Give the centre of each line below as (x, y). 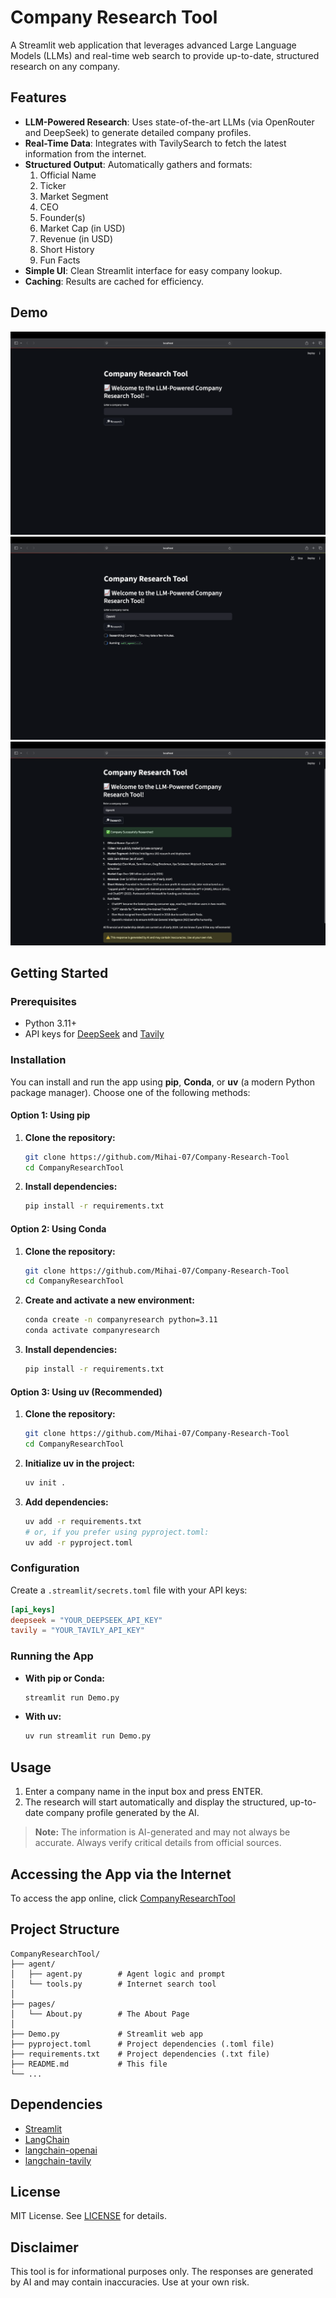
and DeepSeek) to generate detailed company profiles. (138, 132)
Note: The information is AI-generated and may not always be (162, 1832)
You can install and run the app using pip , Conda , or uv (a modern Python (162, 1082)
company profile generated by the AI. (122, 1813)
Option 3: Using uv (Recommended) (86, 1392)
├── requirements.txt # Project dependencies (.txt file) (140, 2054)
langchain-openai (61, 2150)
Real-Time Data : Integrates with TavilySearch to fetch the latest (155, 143)
